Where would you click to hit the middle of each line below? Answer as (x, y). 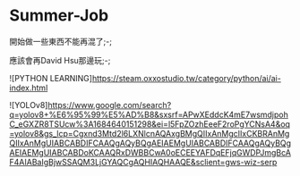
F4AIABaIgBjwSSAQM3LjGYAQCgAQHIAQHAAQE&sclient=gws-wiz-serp (143, 162)
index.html (29, 88)
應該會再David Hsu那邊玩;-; (60, 60)
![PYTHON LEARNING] (51, 78)
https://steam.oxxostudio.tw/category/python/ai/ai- (187, 78)
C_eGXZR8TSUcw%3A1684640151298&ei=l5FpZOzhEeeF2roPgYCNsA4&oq (150, 124)
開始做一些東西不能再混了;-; (60, 41)
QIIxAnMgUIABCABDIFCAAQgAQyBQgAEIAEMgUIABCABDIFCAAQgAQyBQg (150, 143)
